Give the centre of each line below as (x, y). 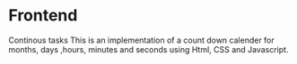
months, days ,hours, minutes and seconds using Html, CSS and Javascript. (148, 49)
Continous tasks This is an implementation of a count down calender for (141, 40)
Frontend (43, 16)
